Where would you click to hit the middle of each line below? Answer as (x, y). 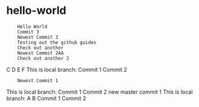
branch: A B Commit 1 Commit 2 (46, 98)
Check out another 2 (43, 58)
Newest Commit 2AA (40, 53)
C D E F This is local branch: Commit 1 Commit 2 (67, 70)
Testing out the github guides (57, 42)
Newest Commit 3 (38, 37)
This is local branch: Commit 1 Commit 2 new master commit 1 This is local (100, 92)
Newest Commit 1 (38, 80)
